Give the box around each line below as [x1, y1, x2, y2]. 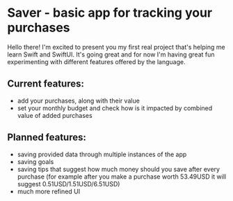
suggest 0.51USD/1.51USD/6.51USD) [17, 179, 120, 188]
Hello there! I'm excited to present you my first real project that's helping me [7, 43, 225, 51]
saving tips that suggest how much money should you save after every [17, 165, 220, 173]
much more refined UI [17, 187, 81, 195]
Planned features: [7, 131, 87, 144]
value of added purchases [17, 111, 93, 119]
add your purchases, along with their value [17, 96, 140, 105]
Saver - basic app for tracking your [7, 5, 213, 21]
